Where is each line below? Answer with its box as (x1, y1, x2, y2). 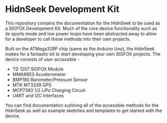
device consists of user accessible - (5, 56, 80, 62)
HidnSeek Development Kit (5, 3, 119, 15)
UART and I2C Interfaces (12, 92, 64, 98)
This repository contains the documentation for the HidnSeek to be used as (5, 20, 160, 26)
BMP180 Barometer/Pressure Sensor (12, 76, 88, 82)
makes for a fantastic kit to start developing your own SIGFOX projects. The (5, 51, 161, 57)
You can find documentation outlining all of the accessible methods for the (5, 102, 159, 108)
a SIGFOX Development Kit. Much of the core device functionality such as (5, 25, 157, 31)
